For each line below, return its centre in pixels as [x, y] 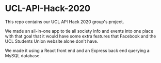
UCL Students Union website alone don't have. [52, 41]
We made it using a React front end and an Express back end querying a [77, 50]
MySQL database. [23, 55]
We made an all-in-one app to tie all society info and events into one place [79, 31]
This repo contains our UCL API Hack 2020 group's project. [64, 22]
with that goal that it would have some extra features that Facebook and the [80, 36]
